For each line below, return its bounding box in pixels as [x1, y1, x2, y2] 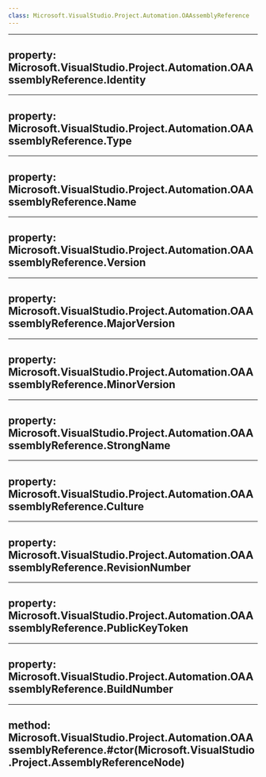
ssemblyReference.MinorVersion [8, 378, 176, 391]
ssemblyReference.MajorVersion [8, 317, 176, 330]
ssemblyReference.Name [8, 195, 137, 209]
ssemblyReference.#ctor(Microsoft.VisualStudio [8, 743, 256, 756]
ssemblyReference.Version [8, 256, 146, 270]
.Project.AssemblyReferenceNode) [8, 756, 185, 769]
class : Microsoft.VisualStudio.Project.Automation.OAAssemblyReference [8, 11, 249, 20]
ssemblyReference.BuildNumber [8, 683, 174, 696]
